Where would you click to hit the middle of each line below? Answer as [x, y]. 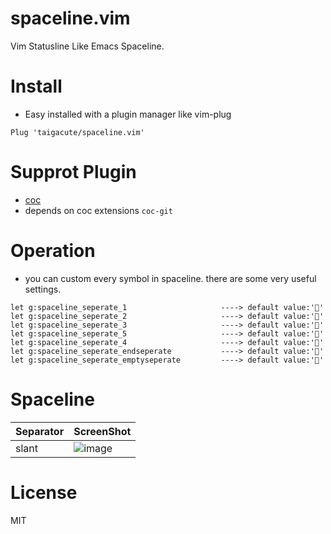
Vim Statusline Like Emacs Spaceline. [87, 46]
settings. [43, 289]
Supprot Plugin [73, 172]
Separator [40, 431]
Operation [53, 251]
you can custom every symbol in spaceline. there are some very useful [170, 278]
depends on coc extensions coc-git [98, 210]
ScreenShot [102, 431]
